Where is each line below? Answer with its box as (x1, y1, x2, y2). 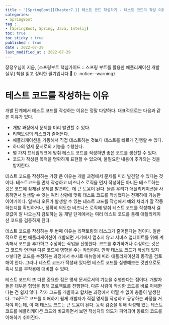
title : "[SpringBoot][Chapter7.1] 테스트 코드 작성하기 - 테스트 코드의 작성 (5, 7, 156, 13)
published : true (5, 40, 42, 45)
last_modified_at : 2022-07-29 (5, 49, 71, 55)
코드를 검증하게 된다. (10, 218, 51, 224)
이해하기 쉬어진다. (5, 314, 41, 320)
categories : (5, 12, 30, 17)
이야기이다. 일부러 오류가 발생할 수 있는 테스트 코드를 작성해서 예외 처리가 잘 (5, 198, 154, 204)
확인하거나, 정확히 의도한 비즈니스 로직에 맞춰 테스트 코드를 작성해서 (22, 205, 156, 211)
